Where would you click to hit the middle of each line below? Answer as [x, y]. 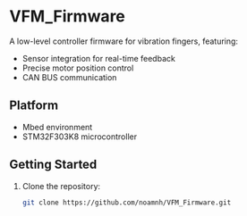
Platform [34, 106]
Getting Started [53, 165]
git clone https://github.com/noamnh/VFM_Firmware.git [127, 203]
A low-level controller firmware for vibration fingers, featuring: [124, 41]
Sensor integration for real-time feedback [99, 58]
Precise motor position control [78, 68]
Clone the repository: [61, 186]
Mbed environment [57, 127]
